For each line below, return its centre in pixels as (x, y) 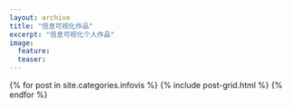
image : (22, 43)
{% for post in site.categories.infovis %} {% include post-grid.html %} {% (146, 85)
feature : (34, 51)
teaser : (32, 59)
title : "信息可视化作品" (51, 26)
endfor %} (28, 94)
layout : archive (40, 18)
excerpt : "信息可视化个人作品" (62, 34)
